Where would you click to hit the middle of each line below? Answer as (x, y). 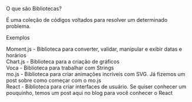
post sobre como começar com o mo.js (54, 80)
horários (16, 55)
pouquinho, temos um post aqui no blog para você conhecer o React (89, 93)
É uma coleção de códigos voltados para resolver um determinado (87, 20)
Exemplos (18, 37)
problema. (19, 26)
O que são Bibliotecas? (34, 9)
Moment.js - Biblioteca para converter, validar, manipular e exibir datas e (94, 49)
